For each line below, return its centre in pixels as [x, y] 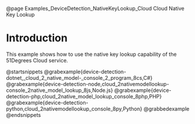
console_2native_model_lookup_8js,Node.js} [59, 90]
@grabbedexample [166, 109]
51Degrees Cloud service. [37, 60]
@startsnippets [24, 72]
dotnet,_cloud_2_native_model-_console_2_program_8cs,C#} [79, 77]
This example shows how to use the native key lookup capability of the [91, 54]
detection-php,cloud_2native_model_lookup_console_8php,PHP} [84, 96]
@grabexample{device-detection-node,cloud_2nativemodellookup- [88, 84]
